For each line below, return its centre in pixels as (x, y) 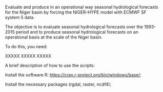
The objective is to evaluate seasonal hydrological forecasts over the (74, 27)
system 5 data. (20, 17)
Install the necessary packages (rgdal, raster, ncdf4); (58, 84)
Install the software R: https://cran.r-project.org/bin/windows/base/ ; (73, 75)
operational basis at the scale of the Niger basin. (54, 37)
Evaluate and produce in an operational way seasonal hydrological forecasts (82, 7)
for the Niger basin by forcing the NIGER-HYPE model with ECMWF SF (76, 12)
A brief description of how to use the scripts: (50, 65)
